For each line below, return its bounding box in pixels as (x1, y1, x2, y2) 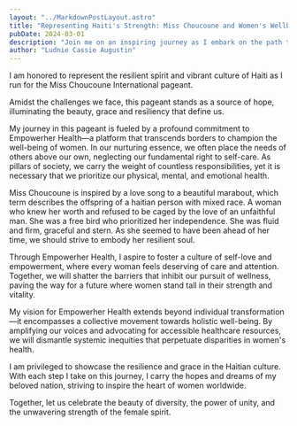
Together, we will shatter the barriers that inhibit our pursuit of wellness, (9, 271, 271, 282)
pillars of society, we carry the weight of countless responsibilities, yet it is (9, 161, 281, 172)
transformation (231, 306, 285, 317)
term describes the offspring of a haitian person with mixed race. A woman (9, 197, 282, 208)
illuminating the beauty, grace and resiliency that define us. (9, 106, 225, 117)
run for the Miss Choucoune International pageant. (9, 80, 194, 90)
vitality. (9, 290, 35, 300)
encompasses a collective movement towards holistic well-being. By (23, 316, 273, 327)
